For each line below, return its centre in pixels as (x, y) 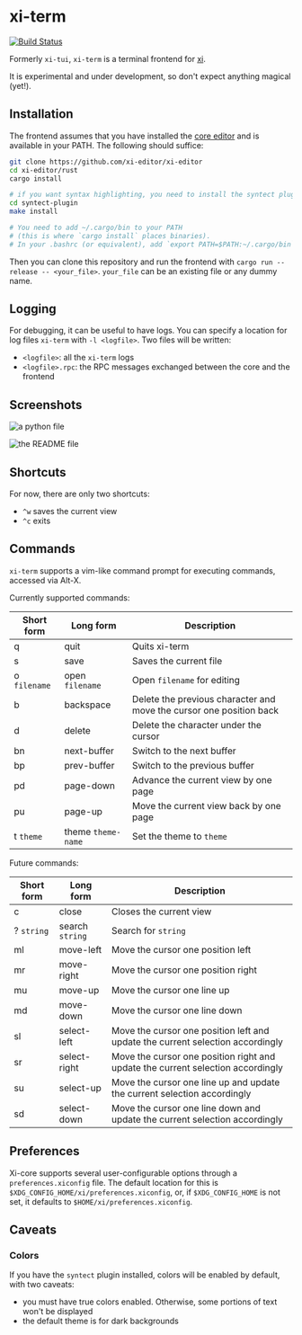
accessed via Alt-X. (45, 580)
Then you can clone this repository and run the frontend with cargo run (141, 262)
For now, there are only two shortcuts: (80, 494)
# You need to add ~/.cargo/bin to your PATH (96, 227)
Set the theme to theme (179, 836)
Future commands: (44, 863)
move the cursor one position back (205, 710)
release (24, 271)
